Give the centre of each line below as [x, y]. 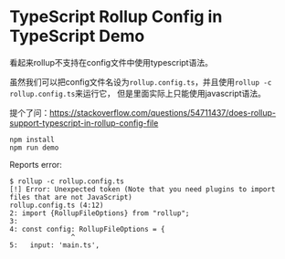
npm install [32, 140]
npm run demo [34, 148]
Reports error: [36, 164]
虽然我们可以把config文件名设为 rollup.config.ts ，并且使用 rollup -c [141, 82]
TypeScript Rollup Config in [116, 17]
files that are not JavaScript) [71, 197]
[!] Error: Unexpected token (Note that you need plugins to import [142, 189]
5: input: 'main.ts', [55, 245]
